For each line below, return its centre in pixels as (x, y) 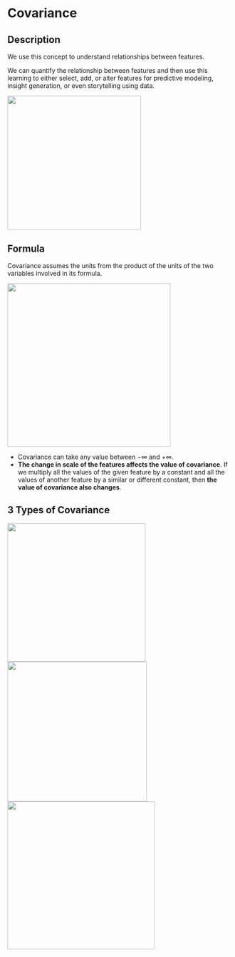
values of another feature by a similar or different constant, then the (117, 480)
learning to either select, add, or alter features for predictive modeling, (110, 78)
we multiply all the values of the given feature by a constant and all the (121, 472)
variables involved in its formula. (55, 274)
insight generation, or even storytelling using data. (81, 86)
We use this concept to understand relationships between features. (106, 56)
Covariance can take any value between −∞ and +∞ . (95, 457)
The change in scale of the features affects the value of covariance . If (122, 465)
